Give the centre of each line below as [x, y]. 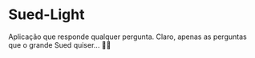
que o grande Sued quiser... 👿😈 [60, 44]
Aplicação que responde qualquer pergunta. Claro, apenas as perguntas [127, 37]
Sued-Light [47, 15]
